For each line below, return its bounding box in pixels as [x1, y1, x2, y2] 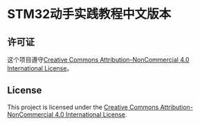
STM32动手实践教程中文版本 [7, 6, 172, 22]
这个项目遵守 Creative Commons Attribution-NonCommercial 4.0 [7, 56, 190, 64]
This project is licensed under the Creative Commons [7, 103, 159, 111]
